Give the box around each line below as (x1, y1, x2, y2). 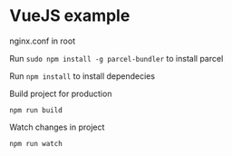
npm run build (9, 105, 63, 114)
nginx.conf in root (9, 35, 75, 46)
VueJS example (9, 5, 130, 26)
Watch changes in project (9, 122, 105, 132)
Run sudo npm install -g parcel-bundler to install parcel (9, 53, 224, 63)
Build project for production (9, 88, 112, 99)
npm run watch (9, 139, 63, 148)
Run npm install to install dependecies (9, 70, 156, 82)
